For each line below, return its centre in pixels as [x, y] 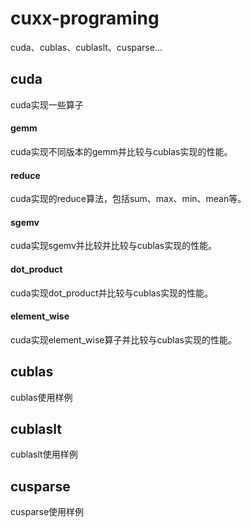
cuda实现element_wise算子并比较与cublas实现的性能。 [123, 339]
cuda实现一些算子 [47, 104]
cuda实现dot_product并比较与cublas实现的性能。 [112, 293]
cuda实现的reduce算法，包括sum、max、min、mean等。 [128, 199]
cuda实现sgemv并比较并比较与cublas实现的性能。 [114, 246]
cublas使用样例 [41, 397]
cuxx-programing [85, 18]
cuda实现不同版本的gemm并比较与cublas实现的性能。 [121, 151]
